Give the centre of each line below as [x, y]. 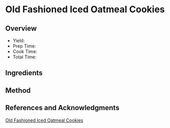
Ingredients [24, 73]
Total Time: [25, 57]
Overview [21, 28]
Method [18, 90]
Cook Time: [25, 51]
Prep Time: [24, 46]
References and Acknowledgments [63, 108]
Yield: [19, 40]
